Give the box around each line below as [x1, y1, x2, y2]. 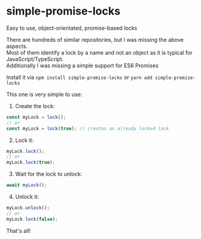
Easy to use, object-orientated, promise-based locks [6, 24, 137, 32]
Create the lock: [15, 102, 56, 110]
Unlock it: [15, 193, 39, 201]
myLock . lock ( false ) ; [6, 216, 59, 222]
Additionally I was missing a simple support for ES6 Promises [6, 62, 159, 69]
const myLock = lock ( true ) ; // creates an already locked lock [6, 126, 170, 132]
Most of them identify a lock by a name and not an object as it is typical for [6, 49, 193, 56]
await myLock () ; [6, 182, 47, 189]
